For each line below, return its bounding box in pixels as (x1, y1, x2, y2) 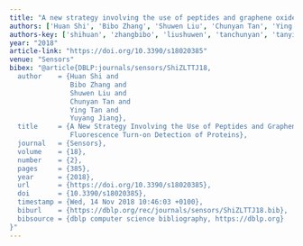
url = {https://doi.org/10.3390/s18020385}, (17, 181, 212, 190)
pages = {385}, (17, 164, 91, 173)
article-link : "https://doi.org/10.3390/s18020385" (9, 47, 207, 56)
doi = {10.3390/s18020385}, (17, 189, 147, 198)
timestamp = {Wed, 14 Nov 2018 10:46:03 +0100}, (17, 197, 204, 207)
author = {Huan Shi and (17, 72, 119, 81)
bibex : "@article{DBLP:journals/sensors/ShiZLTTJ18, (9, 64, 212, 73)
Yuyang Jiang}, (69, 114, 127, 123)
